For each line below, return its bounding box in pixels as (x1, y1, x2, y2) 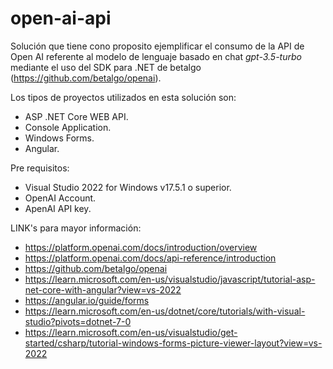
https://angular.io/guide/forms (24, 294, 150, 306)
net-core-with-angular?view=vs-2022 (24, 283, 182, 296)
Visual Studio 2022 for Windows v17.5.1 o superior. (24, 181, 232, 193)
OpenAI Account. (24, 192, 97, 204)
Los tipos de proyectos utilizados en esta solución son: (10, 91, 237, 103)
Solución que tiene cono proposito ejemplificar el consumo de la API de (10, 40, 305, 52)
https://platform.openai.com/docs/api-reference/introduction (24, 252, 277, 264)
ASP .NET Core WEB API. (24, 110, 129, 122)
